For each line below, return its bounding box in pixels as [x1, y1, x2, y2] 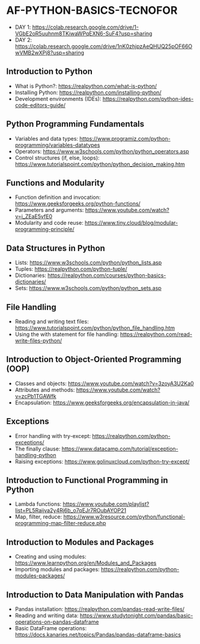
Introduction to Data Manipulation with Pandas [6, 589, 184, 600]
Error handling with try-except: [14, 432, 91, 439]
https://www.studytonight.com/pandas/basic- [80, 612, 193, 619]
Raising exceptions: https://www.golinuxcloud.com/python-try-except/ [14, 458, 190, 465]
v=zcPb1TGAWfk [14, 392, 56, 399]
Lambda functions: [14, 500, 62, 508]
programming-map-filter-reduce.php [14, 520, 106, 527]
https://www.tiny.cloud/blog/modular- [85, 219, 178, 226]
